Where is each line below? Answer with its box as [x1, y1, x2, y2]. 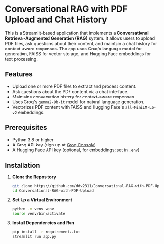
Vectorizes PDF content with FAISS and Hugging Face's [12, 104, 124, 110]
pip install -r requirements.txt [12, 229, 81, 234]
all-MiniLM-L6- [125, 105, 157, 110]
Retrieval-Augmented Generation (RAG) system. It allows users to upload [5, 35, 155, 41]
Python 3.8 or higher [12, 136, 54, 143]
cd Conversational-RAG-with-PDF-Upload [12, 188, 94, 193]
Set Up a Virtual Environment [12, 197, 72, 203]
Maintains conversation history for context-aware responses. [12, 94, 136, 99]
